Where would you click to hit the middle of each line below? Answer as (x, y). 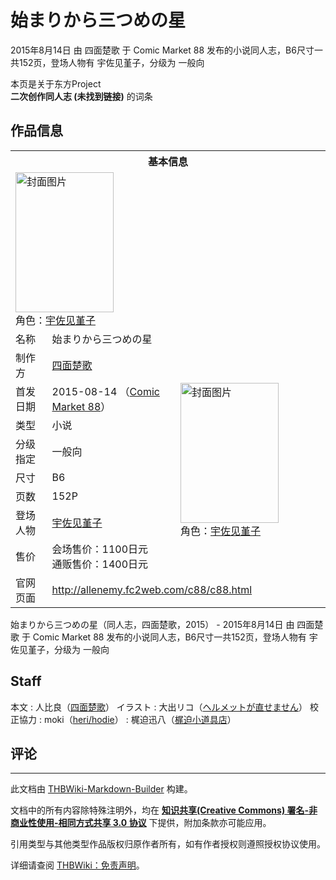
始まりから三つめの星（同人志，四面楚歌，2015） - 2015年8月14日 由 (152, 624)
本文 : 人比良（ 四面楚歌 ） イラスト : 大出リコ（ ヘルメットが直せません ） (159, 707)
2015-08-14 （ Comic (105, 391)
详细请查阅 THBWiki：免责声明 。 (77, 865)
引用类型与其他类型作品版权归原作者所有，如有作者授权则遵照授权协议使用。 (168, 844)
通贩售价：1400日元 (100, 564)
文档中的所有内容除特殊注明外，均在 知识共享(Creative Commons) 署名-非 (164, 810)
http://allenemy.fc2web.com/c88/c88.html (152, 589)
